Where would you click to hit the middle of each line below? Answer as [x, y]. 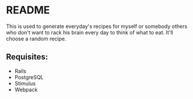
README [28, 10]
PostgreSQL [29, 77]
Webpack [26, 89]
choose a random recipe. [36, 38]
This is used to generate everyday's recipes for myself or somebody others [97, 26]
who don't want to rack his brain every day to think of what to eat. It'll [90, 32]
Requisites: [27, 57]
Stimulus [25, 83]
